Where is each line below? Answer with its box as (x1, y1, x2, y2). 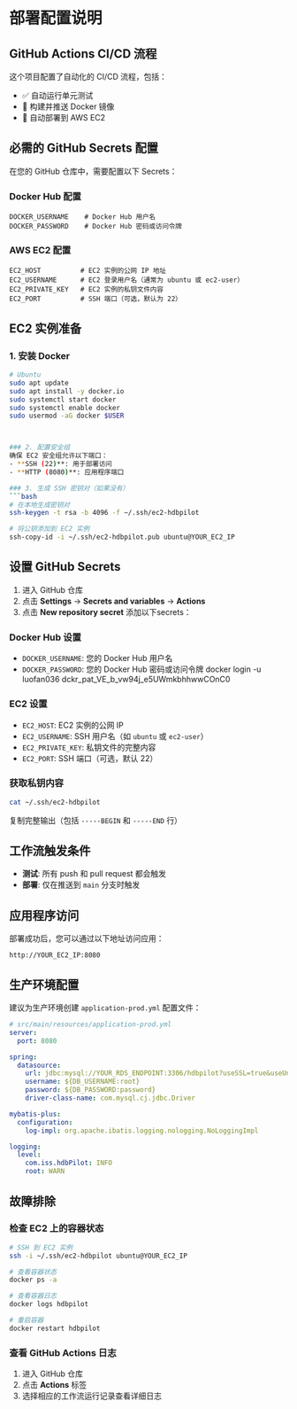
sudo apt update (9, 378, 69, 387)
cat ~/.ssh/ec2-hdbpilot (9, 798, 101, 806)
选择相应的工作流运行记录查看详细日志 (21, 1390, 162, 1401)
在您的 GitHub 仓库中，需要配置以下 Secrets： (9, 166, 178, 176)
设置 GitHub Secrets (9, 559, 121, 574)
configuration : (17, 1117, 73, 1126)
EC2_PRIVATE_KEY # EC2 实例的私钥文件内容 (9, 285, 164, 294)
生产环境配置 (9, 977, 80, 993)
